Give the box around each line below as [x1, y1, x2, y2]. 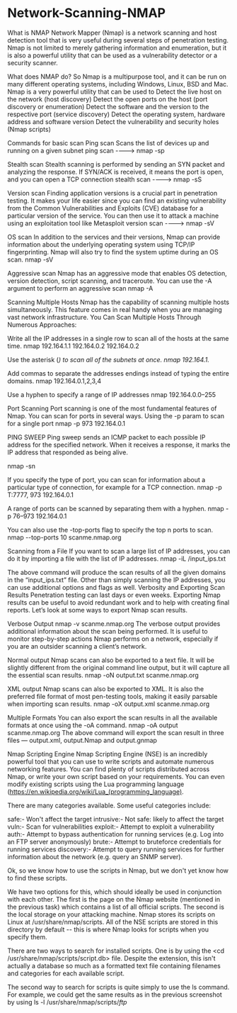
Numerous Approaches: [7, 320, 77, 329]
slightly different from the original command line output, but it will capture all [7, 663, 230, 671]
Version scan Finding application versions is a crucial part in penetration [7, 189, 218, 197]
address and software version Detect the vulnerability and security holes [7, 117, 219, 125]
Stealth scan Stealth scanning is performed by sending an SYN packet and [7, 159, 225, 168]
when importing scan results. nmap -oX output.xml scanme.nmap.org [7, 700, 210, 708]
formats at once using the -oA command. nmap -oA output [7, 721, 178, 729]
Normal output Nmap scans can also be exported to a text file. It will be [7, 656, 214, 664]
